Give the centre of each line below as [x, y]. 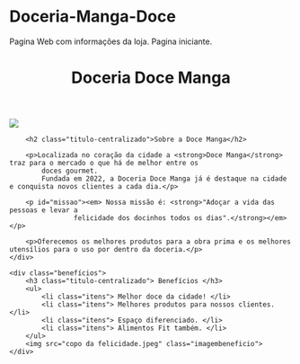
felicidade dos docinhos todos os [138, 218]
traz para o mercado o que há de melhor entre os [104, 164]
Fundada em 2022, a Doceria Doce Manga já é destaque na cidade [164, 179]
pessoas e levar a [44, 210]
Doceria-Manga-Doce [93, 17]
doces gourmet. [70, 171]
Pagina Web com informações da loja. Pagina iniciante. [111, 41]
